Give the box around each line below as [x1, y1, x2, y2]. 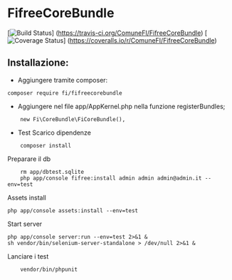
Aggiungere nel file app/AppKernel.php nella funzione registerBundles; [17, 102, 226, 110]
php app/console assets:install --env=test [7, 207, 139, 214]
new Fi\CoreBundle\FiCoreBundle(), [20, 115, 126, 123]
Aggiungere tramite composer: [17, 76, 108, 84]
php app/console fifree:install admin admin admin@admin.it [20, 175, 202, 182]
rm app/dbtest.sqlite [20, 168, 84, 175]
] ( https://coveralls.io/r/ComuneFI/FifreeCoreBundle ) [63, 36, 217, 44]
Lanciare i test [7, 252, 49, 261]
